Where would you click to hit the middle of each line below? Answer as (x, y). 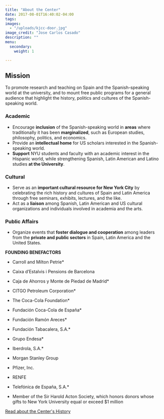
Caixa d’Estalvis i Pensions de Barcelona (53, 272)
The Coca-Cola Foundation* (41, 300)
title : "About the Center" (33, 10)
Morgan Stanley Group (35, 358)
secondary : (21, 47)
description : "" (22, 38)
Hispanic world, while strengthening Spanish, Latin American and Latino (85, 159)
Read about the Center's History (38, 412)
